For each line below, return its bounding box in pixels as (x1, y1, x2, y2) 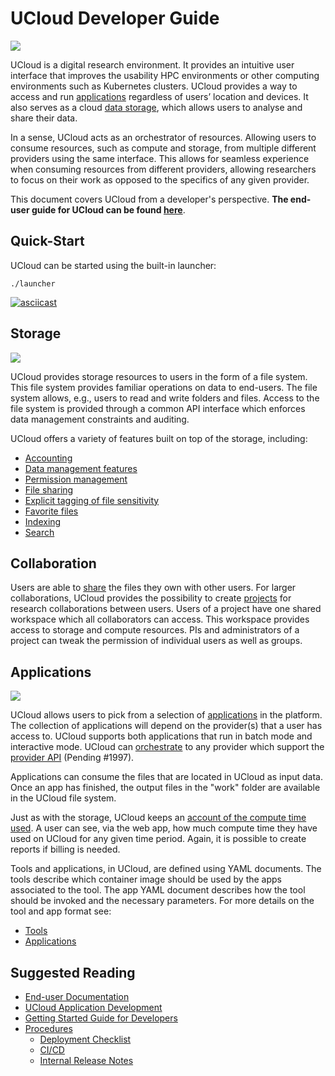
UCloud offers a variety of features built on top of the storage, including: (10, 432, 308, 444)
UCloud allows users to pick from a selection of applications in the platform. (10, 709, 323, 721)
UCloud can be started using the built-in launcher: (10, 259, 217, 271)
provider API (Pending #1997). (10, 752, 135, 764)
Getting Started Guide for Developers (24, 1012, 178, 1024)
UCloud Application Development (24, 1002, 163, 1013)
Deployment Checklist (39, 1033, 132, 1045)
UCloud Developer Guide (10, 7, 220, 30)
